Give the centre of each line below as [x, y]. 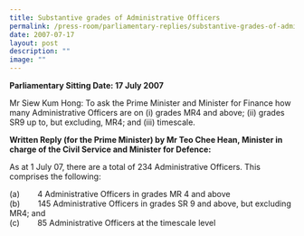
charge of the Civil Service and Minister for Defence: [110, 149]
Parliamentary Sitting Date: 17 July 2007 [87, 85]
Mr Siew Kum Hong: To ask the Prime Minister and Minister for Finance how [150, 103]
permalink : [30, 26]
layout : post [34, 43]
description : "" [40, 52]
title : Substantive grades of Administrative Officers [115, 18]
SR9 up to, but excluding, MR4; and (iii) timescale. [103, 122]
